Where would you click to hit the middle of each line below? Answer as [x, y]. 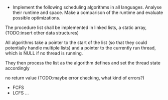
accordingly [18, 68]
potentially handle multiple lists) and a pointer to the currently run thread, [81, 48]
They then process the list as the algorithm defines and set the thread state [83, 63]
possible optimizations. [36, 18]
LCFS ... [21, 93]
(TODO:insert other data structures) [42, 33]
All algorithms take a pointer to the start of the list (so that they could [76, 42]
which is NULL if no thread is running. [44, 53]
